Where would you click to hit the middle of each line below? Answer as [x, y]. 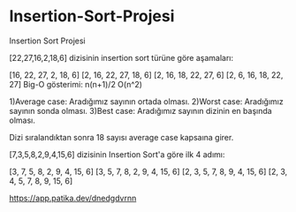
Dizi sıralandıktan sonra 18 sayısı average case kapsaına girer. [121, 137]
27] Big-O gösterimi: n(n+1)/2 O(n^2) [76, 84]
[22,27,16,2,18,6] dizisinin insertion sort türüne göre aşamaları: [121, 57]
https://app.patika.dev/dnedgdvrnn [73, 198]
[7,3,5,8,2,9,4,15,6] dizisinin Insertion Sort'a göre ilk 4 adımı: [117, 154]
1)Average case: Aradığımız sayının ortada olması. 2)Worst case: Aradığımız [147, 101]
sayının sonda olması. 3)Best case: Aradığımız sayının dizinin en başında [140, 110]
